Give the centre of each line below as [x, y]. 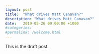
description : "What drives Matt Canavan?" [50, 19]
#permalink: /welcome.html [33, 32]
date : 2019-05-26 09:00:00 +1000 [42, 23]
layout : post [19, 10]
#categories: [19, 28]
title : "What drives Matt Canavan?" [44, 14]
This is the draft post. [27, 46]
